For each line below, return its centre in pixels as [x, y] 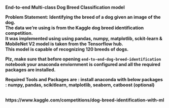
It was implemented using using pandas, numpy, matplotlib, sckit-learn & [84, 38]
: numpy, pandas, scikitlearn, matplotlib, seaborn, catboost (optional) [80, 85]
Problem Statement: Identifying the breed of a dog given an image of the [83, 17]
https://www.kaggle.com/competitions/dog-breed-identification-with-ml [85, 100]
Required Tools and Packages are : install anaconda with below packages [84, 79]
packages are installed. [30, 70]
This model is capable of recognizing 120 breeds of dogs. [67, 49]
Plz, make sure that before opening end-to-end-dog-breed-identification [83, 59]
